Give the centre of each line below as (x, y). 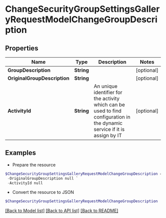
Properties (22, 48)
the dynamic (108, 123)
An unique (105, 86)
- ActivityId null (25, 183)
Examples (21, 153)
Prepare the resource (34, 165)
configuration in (112, 117)
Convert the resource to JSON (43, 192)
